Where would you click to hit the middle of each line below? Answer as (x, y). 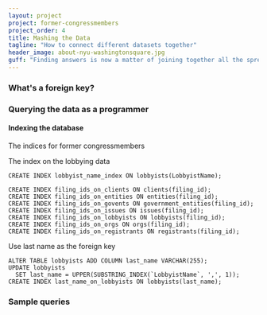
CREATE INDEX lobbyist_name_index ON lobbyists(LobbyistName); (115, 176)
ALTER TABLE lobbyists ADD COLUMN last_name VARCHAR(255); (108, 261)
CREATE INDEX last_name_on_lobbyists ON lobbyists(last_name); (115, 282)
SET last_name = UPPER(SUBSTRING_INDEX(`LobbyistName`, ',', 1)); (128, 274)
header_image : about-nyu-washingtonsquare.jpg (87, 52)
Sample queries (39, 301)
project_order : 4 (37, 30)
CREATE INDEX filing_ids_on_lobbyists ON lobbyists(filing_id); (117, 217)
